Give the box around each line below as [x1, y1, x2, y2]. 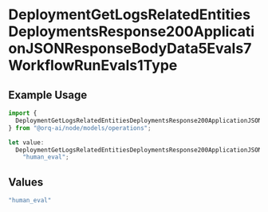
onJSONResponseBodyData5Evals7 [8, 40, 252, 57]
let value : [8, 138, 45, 147]
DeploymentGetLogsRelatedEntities [8, 6, 251, 24]
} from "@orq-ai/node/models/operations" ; [8, 124, 152, 132]
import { [8, 109, 37, 117]
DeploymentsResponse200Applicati [8, 22, 255, 41]
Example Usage [8, 88, 88, 101]
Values [8, 175, 44, 189]
